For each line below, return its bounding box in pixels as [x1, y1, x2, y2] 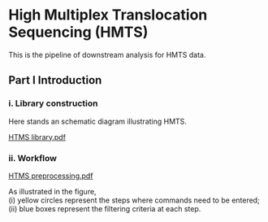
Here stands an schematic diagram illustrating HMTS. [8, 116, 187, 126]
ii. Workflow [8, 152, 57, 163]
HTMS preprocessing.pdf [8, 171, 93, 181]
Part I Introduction [8, 73, 102, 87]
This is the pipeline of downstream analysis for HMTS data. [8, 50, 206, 59]
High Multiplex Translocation [8, 6, 208, 24]
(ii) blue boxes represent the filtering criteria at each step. [8, 203, 201, 213]
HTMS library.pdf [8, 132, 67, 141]
